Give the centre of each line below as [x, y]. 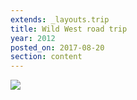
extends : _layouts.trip [60, 19]
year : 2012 [33, 38]
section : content [46, 57]
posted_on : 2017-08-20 [57, 47]
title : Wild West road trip [69, 29]
